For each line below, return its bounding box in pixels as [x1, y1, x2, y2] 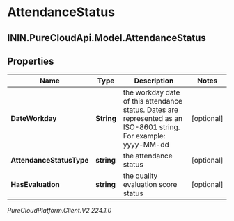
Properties [7, 55, 54, 67]
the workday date [123, 88, 180, 97]
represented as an [123, 114, 183, 124]
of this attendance [123, 97, 183, 106]
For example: [123, 131, 166, 141]
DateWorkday [10, 114, 57, 124]
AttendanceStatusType [10, 156, 89, 165]
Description [134, 76, 174, 85]
